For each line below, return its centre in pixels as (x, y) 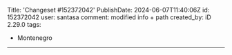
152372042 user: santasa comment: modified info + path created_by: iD (109, 17)
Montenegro (35, 38)
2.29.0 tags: (24, 24)
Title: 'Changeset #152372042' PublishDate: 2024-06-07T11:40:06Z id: (108, 10)
